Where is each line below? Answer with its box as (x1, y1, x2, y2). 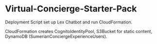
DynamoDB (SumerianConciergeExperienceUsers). (5, 33, 107, 39)
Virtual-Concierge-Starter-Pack (5, 3, 137, 14)
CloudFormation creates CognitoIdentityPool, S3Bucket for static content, (5, 28, 152, 34)
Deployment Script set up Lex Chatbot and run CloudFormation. (5, 19, 133, 25)
